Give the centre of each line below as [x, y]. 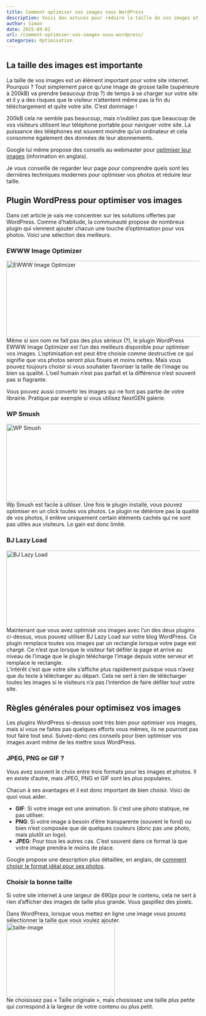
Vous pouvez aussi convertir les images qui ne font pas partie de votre [95, 391]
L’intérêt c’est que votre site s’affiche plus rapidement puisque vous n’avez [100, 669]
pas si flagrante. [27, 379]
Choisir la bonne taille [39, 882]
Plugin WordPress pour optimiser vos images [94, 200]
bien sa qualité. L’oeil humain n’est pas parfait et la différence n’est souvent [101, 373]
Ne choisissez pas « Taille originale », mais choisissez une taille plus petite [101, 1000]
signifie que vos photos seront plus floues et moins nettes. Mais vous [94, 360]
